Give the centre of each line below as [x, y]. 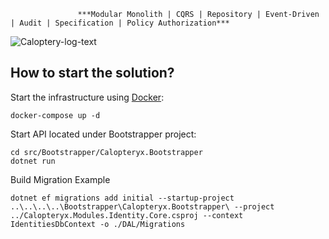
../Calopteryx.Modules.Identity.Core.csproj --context [127, 215]
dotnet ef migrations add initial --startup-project [122, 198]
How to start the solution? [92, 73]
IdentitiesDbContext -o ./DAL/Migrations [98, 224]
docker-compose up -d [55, 115]
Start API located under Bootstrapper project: [103, 134]
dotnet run [33, 161]
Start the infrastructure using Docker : [87, 97]
